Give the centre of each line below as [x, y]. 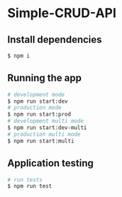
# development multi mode [45, 121]
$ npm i [19, 56]
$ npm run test [30, 186]
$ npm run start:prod [39, 115]
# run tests [25, 180]
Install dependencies [55, 40]
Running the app [44, 78]
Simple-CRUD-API [62, 13]
